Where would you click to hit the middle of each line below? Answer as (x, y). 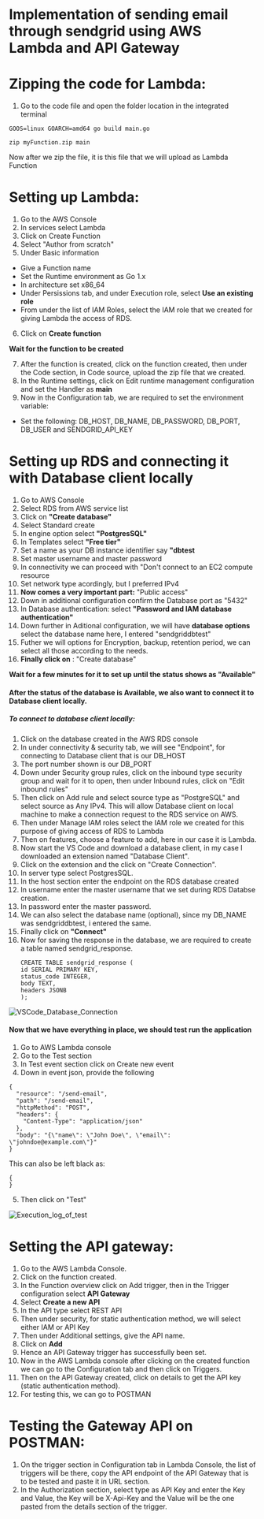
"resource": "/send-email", (62, 1093)
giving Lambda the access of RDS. (76, 318)
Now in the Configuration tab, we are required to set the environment (132, 398)
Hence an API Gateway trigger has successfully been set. (114, 1352)
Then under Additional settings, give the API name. (103, 1335)
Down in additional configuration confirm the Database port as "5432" (134, 600)
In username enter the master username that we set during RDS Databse (138, 889)
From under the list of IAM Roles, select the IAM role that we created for (136, 310)
